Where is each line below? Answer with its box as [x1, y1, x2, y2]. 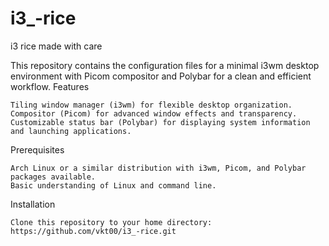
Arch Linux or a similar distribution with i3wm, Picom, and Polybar [10, 163, 307, 173]
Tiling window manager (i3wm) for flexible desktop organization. [10, 100, 293, 110]
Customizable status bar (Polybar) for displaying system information [10, 117, 311, 127]
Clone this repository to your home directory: [10, 217, 213, 227]
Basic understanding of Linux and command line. [10, 180, 217, 191]
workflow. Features [10, 80, 90, 92]
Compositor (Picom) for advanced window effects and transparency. [10, 108, 298, 119]
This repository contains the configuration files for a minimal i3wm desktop [10, 59, 320, 71]
